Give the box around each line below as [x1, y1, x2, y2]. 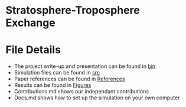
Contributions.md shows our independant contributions [14, 88, 149, 95]
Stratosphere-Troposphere [5, 4, 140, 17]
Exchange [5, 16, 56, 30]
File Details [5, 43, 61, 57]
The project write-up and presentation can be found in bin [14, 63, 156, 70]
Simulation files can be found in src [14, 69, 100, 76]
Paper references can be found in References [14, 75, 125, 83]
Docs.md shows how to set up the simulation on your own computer [14, 94, 180, 101]
